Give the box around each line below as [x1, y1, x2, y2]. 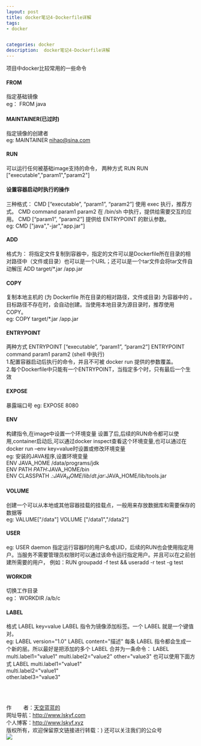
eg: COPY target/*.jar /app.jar [6, 315, 79, 323]
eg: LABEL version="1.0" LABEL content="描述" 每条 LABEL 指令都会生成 [6, 638, 186, 645]
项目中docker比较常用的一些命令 [6, 64, 87, 72]
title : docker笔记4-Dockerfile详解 [6, 14, 92, 20]
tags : [6, 20, 20, 26]
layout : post [6, 8, 39, 15]
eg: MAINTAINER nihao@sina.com [6, 137, 91, 144]
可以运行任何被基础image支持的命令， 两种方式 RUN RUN [6, 164, 149, 172]
